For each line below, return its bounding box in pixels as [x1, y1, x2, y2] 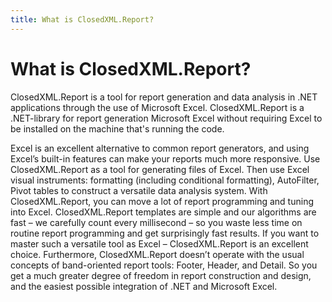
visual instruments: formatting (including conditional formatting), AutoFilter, [10, 174, 320, 186]
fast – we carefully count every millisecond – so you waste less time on [10, 216, 303, 228]
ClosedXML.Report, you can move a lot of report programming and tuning [10, 195, 314, 207]
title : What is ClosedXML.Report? [10, 14, 155, 25]
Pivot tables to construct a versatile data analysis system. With [10, 184, 268, 196]
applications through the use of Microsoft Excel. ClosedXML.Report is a [10, 101, 305, 113]
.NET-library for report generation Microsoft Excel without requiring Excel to [10, 112, 323, 124]
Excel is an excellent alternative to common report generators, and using [10, 142, 310, 154]
